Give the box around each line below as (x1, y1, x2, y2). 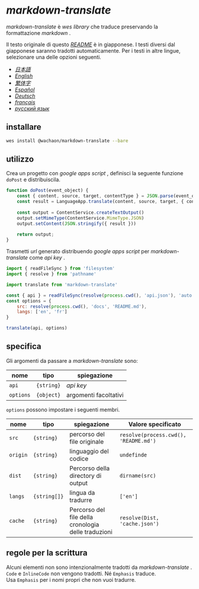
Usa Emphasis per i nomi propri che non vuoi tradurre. (6, 576, 136, 583)
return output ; (17, 231, 54, 237)
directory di (69, 471, 102, 479)
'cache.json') (119, 520, 159, 527)
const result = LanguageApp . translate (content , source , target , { (17, 199, 184, 205)
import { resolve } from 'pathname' (6, 271, 97, 277)
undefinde (119, 451, 147, 458)
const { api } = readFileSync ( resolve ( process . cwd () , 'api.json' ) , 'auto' (6, 292, 195, 298)
